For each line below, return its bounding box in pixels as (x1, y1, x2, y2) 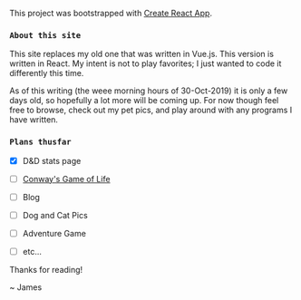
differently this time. (9, 68, 84, 79)
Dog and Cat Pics (22, 209, 88, 220)
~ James (9, 281, 43, 293)
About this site (9, 30, 82, 40)
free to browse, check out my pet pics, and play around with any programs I (9, 104, 293, 116)
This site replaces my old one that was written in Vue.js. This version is (9, 49, 275, 60)
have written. (9, 114, 59, 125)
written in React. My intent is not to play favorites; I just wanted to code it (9, 58, 282, 69)
